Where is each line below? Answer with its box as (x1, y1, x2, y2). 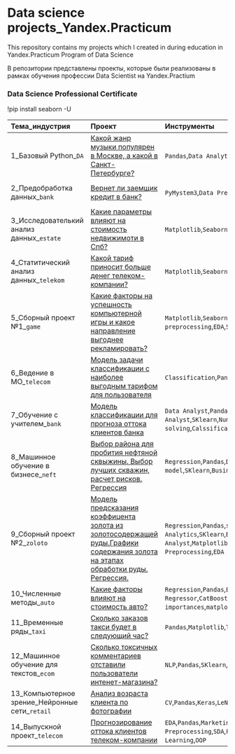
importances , (164, 602, 206, 612)
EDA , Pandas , (164, 718, 201, 727)
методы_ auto (10, 598, 55, 608)
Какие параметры (90, 207, 152, 217)
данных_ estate (10, 233, 62, 243)
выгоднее (90, 335, 124, 345)
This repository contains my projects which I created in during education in (7, 43, 224, 51)
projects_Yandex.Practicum (7, 20, 172, 36)
